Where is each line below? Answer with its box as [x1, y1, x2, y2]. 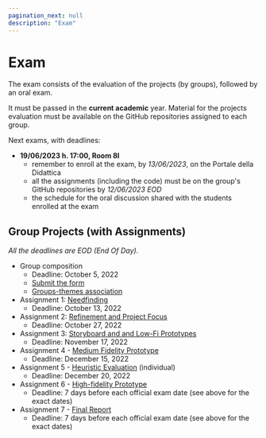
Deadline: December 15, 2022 [31, 355, 129, 364]
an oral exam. [8, 88, 53, 98]
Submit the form [31, 278, 85, 288]
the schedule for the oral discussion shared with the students [31, 193, 233, 203]
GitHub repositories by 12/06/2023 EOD [31, 184, 162, 195]
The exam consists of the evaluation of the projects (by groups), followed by [8, 79, 258, 89]
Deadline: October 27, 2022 [31, 320, 122, 330]
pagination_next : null [8, 11, 83, 20]
